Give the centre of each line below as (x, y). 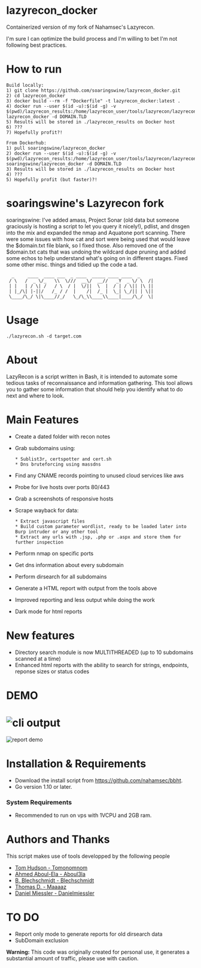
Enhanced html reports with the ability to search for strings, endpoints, (102, 665)
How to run (34, 69)
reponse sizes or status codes (52, 671)
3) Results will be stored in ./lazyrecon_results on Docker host (91, 169)
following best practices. (36, 45)
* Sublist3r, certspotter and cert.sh (63, 459)
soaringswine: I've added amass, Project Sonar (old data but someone (93, 220)
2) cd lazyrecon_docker (36, 96)
